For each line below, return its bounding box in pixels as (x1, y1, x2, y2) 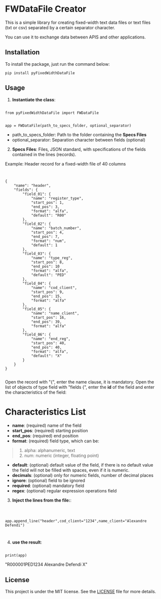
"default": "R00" (31, 213, 67, 218)
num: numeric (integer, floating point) (24, 453, 99, 458)
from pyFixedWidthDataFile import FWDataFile (5, 110, 99, 115)
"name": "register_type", (31, 196, 84, 200)
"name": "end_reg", (31, 336, 71, 341)
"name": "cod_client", (31, 285, 77, 290)
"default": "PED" (31, 272, 67, 277)
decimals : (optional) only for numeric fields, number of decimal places (12, 472, 154, 478)
